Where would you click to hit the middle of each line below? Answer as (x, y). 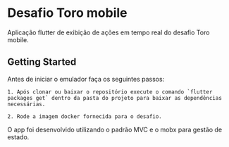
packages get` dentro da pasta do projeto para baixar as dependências (114, 98)
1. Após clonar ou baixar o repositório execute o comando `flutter (110, 92)
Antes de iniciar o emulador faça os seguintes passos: (86, 79)
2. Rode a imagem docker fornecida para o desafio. (85, 116)
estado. (18, 137)
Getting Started (42, 62)
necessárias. (26, 104)
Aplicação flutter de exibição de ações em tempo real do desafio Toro (109, 32)
